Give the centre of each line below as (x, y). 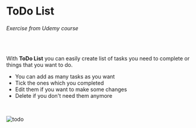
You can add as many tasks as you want (65, 77)
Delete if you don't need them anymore (64, 96)
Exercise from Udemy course (42, 28)
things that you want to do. (40, 65)
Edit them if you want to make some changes (71, 89)
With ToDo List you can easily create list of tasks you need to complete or (98, 59)
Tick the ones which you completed (59, 83)
